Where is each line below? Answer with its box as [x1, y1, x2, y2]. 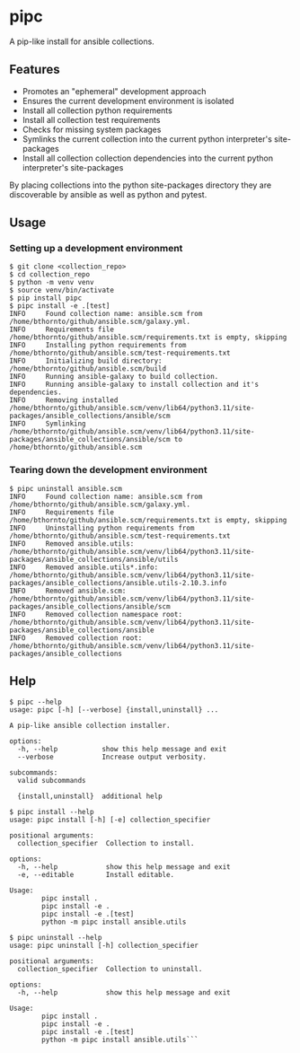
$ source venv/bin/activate [9, 285, 115, 295]
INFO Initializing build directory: [9, 356, 163, 365]
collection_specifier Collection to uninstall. [17, 964, 203, 973]
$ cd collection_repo [9, 270, 91, 279]
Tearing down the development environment [9, 464, 208, 477]
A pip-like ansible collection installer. [9, 721, 171, 730]
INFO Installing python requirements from [9, 341, 187, 350]
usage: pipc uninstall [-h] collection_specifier [9, 941, 199, 950]
